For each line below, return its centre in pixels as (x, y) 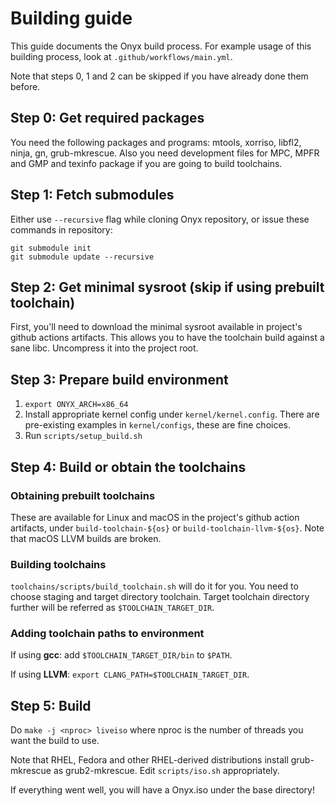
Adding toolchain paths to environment (107, 634)
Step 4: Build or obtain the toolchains (128, 467)
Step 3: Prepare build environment (119, 379)
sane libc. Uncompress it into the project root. (104, 348)
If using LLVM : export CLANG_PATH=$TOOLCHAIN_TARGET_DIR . (130, 674)
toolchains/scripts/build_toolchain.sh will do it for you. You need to (154, 586)
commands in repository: (61, 229)
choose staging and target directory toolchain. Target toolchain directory (160, 597)
